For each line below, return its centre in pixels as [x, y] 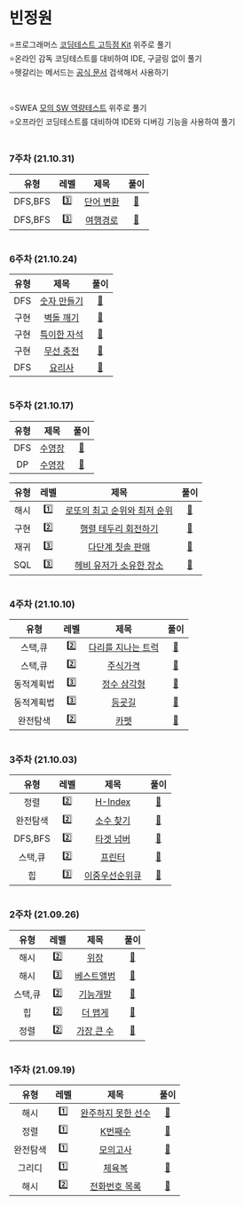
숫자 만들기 [62, 301]
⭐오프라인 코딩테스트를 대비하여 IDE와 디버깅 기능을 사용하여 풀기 [122, 122]
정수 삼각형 [124, 684]
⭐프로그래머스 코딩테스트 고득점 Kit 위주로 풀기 [90, 44]
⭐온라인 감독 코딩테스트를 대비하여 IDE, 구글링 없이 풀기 [106, 58]
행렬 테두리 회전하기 [119, 529]
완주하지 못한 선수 [115, 1113]
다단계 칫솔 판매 [119, 547]
